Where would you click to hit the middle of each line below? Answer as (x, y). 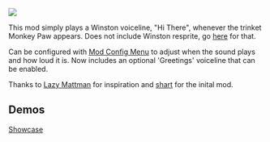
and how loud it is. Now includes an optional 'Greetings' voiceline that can (132, 60)
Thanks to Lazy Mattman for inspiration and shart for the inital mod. (121, 84)
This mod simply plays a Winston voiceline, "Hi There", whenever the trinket (135, 27)
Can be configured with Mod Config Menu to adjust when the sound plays (132, 52)
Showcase (26, 129)
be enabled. (28, 69)
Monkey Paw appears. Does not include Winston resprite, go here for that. (133, 36)
